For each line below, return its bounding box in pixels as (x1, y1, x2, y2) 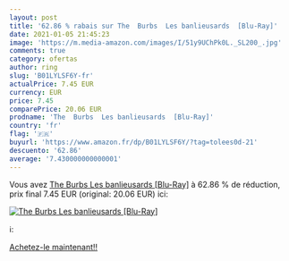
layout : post (9, 13, 58, 22)
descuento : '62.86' (9, 146, 82, 155)
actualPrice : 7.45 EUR (9, 80, 94, 88)
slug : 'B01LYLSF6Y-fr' (9, 72, 94, 80)
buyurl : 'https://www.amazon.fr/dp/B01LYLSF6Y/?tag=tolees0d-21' (9, 138, 258, 147)
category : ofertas (9, 55, 78, 63)
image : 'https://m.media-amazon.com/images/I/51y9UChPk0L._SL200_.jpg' (9, 38, 282, 47)
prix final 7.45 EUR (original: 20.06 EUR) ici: (9, 189, 168, 199)
